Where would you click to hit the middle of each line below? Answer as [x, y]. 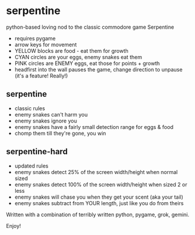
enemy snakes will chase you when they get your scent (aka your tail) [99, 197]
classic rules [30, 108]
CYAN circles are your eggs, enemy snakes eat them [78, 57]
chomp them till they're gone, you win [60, 133]
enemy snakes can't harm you [51, 114]
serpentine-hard [37, 151]
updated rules [31, 166]
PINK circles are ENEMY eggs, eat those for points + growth [87, 63]
